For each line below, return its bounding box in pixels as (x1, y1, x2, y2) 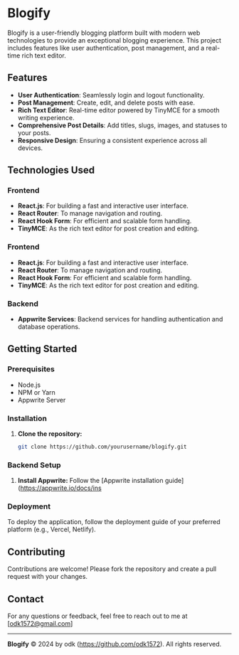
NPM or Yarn (17, 388, 55, 396)
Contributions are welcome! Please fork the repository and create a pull (7, 565, 217, 573)
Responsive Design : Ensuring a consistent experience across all (17, 136, 208, 144)
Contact (7, 592, 44, 605)
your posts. (17, 128, 51, 137)
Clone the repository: (17, 430, 83, 438)
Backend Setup (7, 460, 62, 470)
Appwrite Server (17, 395, 66, 404)
